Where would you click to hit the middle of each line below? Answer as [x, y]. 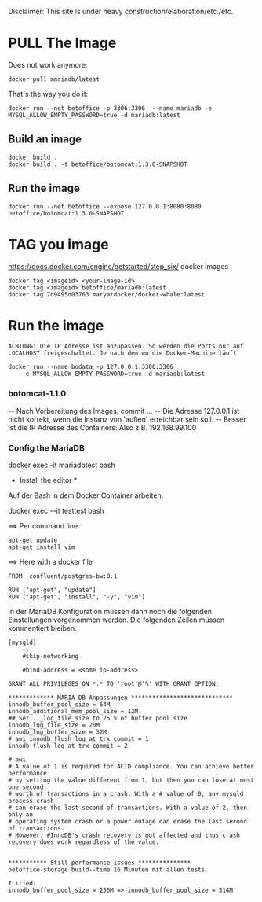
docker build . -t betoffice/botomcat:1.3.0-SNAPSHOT [98, 164]
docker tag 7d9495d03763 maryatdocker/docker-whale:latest [107, 294]
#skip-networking [51, 657]
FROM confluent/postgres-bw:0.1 [63, 576]
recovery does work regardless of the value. [84, 842]
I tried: [22, 884]
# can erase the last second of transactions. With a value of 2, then [127, 808]
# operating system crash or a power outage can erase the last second [127, 822]
